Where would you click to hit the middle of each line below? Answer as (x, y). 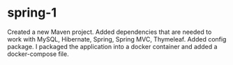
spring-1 (32, 13)
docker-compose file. (38, 54)
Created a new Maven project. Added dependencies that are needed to (110, 32)
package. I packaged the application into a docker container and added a (112, 46)
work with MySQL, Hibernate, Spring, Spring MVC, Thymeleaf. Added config (117, 39)
